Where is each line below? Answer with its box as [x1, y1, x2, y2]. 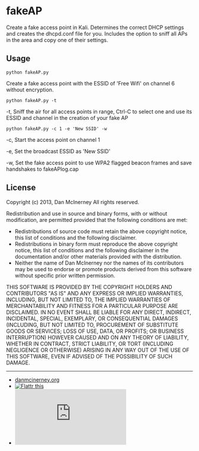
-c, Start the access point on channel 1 [6, 136, 101, 143]
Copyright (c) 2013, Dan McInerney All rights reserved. [6, 198, 140, 205]
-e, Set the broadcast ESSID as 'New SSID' [6, 147, 111, 155]
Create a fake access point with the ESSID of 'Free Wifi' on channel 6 [6, 80, 175, 87]
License [6, 183, 36, 193]
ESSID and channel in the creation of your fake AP [6, 114, 129, 121]
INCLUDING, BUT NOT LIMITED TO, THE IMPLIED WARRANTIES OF [6, 296, 171, 303]
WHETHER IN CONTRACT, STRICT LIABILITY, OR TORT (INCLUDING [6, 340, 174, 347]
